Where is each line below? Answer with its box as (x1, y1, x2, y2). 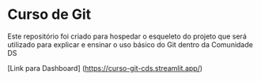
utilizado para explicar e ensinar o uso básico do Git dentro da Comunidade (7, 39, 254, 49)
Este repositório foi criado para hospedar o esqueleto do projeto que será (7, 31, 247, 41)
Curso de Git (7, 6, 92, 24)
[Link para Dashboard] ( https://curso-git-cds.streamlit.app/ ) (7, 63, 203, 72)
